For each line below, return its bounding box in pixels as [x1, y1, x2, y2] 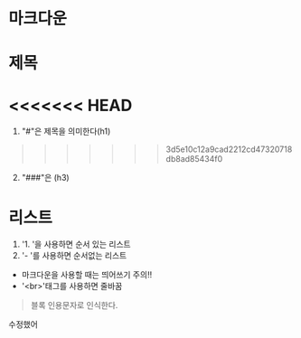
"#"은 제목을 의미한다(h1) [21, 126, 111, 136]
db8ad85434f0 [165, 154, 223, 164]
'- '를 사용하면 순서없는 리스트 [21, 250, 127, 261]
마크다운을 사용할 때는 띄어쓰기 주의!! [21, 269, 153, 280]
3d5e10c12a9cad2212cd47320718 [165, 144, 293, 155]
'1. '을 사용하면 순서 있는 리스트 [21, 239, 132, 249]
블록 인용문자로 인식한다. [30, 300, 118, 311]
